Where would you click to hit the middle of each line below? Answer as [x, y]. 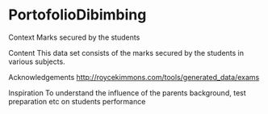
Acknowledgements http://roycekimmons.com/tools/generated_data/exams [134, 77]
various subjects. [37, 61]
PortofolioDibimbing [77, 15]
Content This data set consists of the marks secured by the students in [126, 53]
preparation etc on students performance [77, 101]
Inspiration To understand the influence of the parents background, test [127, 93]
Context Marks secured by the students [74, 37]
